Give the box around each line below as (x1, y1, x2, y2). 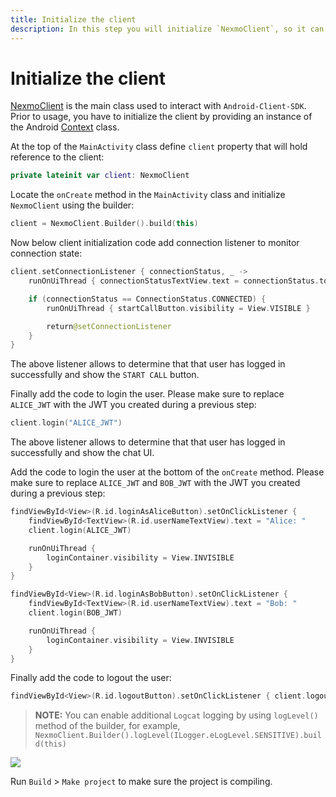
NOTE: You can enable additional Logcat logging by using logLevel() (34, 709, 319, 721)
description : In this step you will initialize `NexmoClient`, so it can (10, 24, 325, 34)
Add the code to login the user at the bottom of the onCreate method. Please (10, 466, 325, 478)
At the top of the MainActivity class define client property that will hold (10, 141, 308, 153)
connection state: (10, 247, 83, 260)
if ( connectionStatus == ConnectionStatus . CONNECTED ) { (28, 294, 267, 304)
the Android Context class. (10, 121, 120, 133)
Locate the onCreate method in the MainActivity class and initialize (10, 189, 286, 201)
